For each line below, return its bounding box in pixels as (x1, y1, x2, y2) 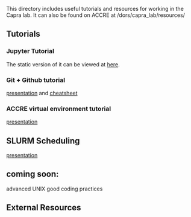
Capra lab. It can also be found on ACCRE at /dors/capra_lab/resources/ (6, 11, 186, 19)
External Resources (6, 203, 81, 213)
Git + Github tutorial (6, 75, 65, 84)
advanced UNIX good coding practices (6, 185, 103, 192)
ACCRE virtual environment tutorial (6, 104, 111, 113)
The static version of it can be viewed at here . (6, 60, 121, 68)
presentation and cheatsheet (6, 89, 78, 96)
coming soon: (6, 169, 59, 180)
